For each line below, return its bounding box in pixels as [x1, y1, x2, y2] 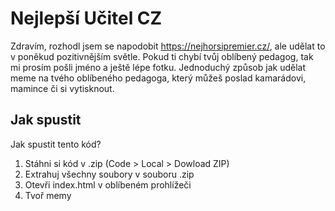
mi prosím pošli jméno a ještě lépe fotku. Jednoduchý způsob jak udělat [10, 61, 306, 73]
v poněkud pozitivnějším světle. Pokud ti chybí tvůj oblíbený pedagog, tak [10, 50, 314, 62]
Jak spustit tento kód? [10, 138, 102, 150]
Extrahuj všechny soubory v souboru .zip [24, 168, 195, 180]
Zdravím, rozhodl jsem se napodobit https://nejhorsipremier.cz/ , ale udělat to [10, 40, 326, 52]
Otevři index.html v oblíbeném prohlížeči [24, 178, 192, 191]
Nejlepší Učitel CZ [10, 7, 163, 30]
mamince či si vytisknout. [10, 82, 115, 94]
